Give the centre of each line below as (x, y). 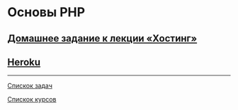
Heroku (24, 62)
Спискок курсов (32, 99)
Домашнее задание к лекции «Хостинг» (102, 38)
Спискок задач (30, 86)
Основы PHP (46, 12)
